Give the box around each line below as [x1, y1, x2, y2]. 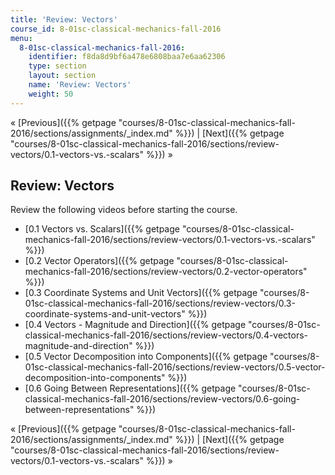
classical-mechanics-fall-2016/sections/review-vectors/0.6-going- [24, 393, 301, 405]
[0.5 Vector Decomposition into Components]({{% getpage [24, 351, 268, 363]
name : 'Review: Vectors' [28, 80, 132, 90]
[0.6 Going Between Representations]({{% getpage [24, 382, 237, 395]
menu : [10, 33, 33, 43]
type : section [28, 61, 87, 71]
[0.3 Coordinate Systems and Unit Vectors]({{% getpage [24, 287, 258, 299]
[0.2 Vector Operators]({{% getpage [24, 255, 175, 267]
